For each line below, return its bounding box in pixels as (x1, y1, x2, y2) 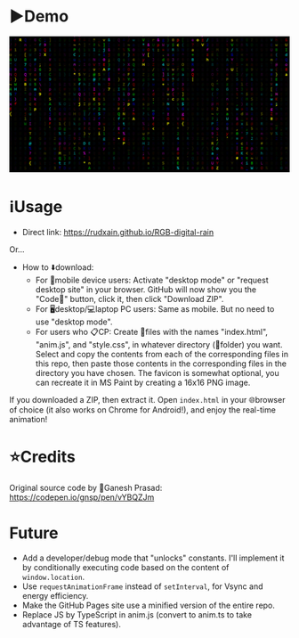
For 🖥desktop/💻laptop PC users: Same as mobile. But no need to (35, 304, 275, 314)
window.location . (21, 571, 85, 582)
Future (9, 523, 60, 544)
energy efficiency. (21, 590, 89, 601)
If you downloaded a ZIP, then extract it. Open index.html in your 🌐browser (9, 395, 286, 405)
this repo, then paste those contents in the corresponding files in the (35, 358, 287, 369)
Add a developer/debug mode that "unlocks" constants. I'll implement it (21, 552, 285, 563)
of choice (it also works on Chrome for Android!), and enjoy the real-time (9, 405, 276, 415)
